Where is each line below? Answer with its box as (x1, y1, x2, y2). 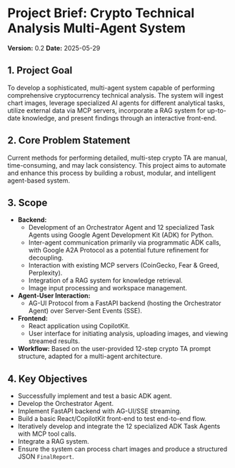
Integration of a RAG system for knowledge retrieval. (28, 276, 184, 285)
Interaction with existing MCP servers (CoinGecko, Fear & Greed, (28, 261, 219, 270)
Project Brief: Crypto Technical (7, 5, 195, 21)
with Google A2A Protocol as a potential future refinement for (28, 246, 209, 255)
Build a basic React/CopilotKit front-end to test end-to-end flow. (17, 414, 207, 423)
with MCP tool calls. (17, 429, 76, 438)
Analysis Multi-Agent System (7, 20, 186, 36)
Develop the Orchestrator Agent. (17, 400, 114, 408)
